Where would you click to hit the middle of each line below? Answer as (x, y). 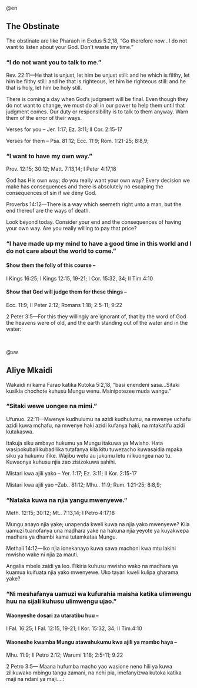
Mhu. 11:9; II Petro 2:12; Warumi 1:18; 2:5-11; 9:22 (65, 655)
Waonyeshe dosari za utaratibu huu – (52, 615)
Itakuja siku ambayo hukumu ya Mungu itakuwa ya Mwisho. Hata (85, 443)
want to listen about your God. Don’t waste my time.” (70, 47)
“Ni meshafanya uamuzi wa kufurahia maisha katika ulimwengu (99, 594)
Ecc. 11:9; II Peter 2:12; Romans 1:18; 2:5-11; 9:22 (64, 305)
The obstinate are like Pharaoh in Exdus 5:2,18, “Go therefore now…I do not (96, 41)
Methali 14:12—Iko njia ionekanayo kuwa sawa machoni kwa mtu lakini (91, 549)
